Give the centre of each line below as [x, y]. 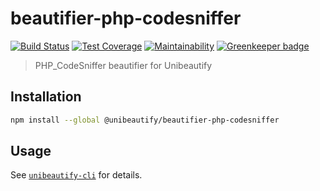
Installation [46, 97]
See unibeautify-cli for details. [76, 175]
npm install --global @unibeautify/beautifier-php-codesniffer [145, 120]
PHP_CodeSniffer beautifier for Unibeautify [123, 65]
